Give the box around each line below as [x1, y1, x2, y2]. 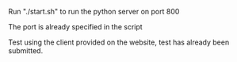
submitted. [8, 46, 44, 55]
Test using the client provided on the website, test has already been [8, 37, 230, 47]
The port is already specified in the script [8, 22, 143, 31]
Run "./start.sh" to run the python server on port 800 [8, 7, 180, 16]
